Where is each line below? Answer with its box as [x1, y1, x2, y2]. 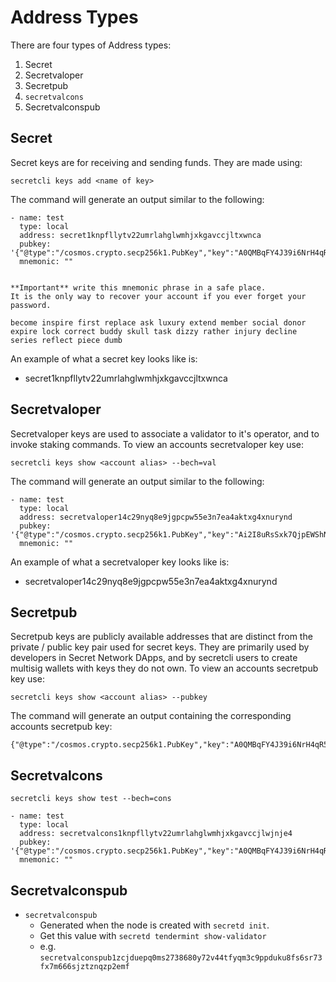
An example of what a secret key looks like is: [10, 352, 198, 365]
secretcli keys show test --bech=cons [10, 794, 172, 804]
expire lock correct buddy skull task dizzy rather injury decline [10, 326, 298, 336]
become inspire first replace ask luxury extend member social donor [10, 317, 307, 328]
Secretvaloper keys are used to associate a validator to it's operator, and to [10, 427, 320, 440]
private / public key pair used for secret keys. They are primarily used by [10, 641, 310, 653]
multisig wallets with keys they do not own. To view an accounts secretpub [10, 662, 319, 675]
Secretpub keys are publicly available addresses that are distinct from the [10, 631, 313, 643]
